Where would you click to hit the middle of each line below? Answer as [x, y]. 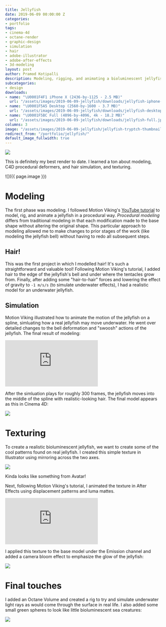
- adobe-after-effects [28, 60]
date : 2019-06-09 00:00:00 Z [35, 14]
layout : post [19, 70]
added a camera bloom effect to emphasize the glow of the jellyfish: [75, 556]
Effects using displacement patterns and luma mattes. [60, 491]
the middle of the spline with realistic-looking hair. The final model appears [81, 399]
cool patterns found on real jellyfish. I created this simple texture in [73, 452]
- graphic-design [23, 42]
